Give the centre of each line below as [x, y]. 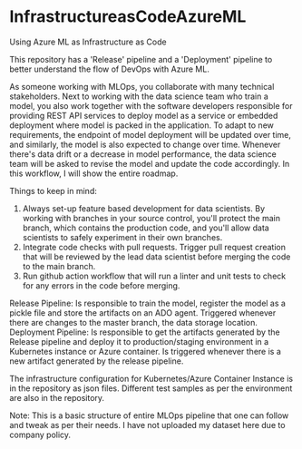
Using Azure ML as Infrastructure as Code [88, 42]
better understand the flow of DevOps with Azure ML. [110, 69]
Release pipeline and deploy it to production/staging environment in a [139, 341]
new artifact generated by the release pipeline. [97, 361]
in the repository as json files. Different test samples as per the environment [151, 388]
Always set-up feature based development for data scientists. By [144, 208]
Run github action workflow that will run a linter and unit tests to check [154, 276]
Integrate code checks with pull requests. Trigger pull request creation [154, 247]
